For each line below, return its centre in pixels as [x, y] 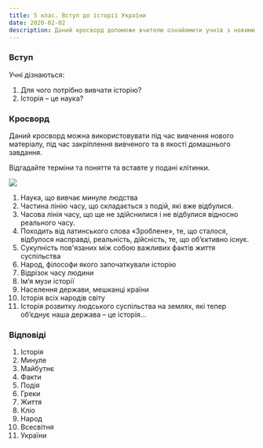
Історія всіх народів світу [62, 297]
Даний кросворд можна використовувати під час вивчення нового [121, 135]
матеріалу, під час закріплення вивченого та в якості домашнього [120, 144]
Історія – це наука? [52, 98]
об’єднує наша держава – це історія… [83, 314]
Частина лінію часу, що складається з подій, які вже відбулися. [127, 206]
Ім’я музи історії [47, 281]
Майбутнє [37, 369]
